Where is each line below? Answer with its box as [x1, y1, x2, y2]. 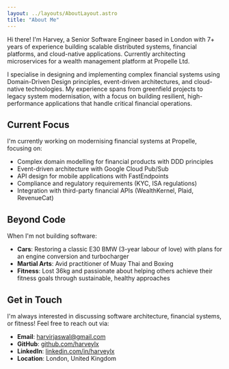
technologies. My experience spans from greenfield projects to [25, 85, 204, 93]
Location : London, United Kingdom [16, 354, 117, 362]
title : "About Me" [7, 16, 59, 23]
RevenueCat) [16, 194, 54, 202]
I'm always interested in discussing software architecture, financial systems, [7, 312, 222, 320]
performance [7, 99, 44, 107]
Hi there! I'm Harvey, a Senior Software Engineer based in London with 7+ [7, 35, 215, 43]
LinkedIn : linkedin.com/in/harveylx [16, 346, 115, 355]
